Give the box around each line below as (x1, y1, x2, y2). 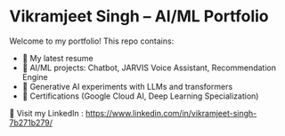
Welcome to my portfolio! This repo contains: (9, 36, 175, 46)
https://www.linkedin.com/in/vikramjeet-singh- (85, 108, 257, 118)
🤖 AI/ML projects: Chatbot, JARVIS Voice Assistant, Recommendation (21, 62, 276, 73)
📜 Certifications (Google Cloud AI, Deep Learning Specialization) (21, 91, 259, 101)
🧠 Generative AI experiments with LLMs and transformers (21, 81, 233, 92)
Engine (21, 71, 48, 82)
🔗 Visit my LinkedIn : (9, 108, 85, 118)
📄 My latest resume (21, 52, 94, 63)
